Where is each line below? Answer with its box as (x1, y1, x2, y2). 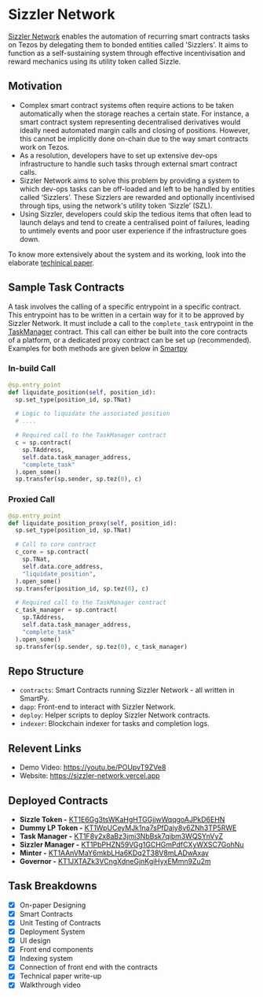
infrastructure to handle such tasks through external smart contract (19, 159, 238, 169)
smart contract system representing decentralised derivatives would (19, 117, 241, 127)
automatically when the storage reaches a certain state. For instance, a (19, 109, 250, 118)
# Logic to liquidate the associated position (15, 410, 170, 418)
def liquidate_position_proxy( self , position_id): (8, 519, 177, 527)
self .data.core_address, (22, 562, 104, 570)
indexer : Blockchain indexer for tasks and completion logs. (19, 719, 210, 728)
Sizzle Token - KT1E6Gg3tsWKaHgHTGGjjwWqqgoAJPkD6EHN (19, 814, 225, 824)
